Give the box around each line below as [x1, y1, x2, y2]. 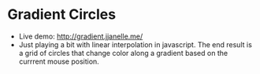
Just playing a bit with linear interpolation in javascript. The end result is [18, 39, 253, 49]
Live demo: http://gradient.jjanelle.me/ [18, 31, 143, 41]
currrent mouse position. [18, 57, 99, 66]
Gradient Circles [7, 6, 116, 24]
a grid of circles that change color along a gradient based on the [18, 48, 228, 57]
